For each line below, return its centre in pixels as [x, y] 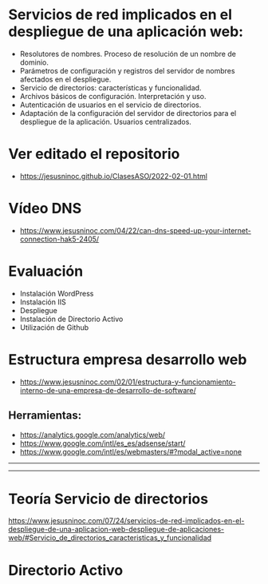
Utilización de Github [54, 327]
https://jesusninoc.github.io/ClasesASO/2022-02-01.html [113, 176]
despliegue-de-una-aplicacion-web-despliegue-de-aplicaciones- [116, 530]
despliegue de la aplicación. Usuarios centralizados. [105, 121]
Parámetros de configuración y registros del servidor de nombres [127, 70]
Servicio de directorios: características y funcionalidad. [110, 87]
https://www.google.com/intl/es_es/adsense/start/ [102, 443]
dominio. [34, 62]
